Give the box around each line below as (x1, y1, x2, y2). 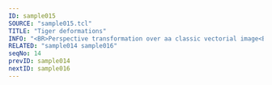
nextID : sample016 (8, 65, 70, 73)
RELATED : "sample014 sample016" (8, 42, 117, 50)
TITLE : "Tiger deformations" (8, 27, 107, 35)
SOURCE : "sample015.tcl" (8, 19, 92, 28)
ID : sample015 (8, 11, 57, 20)
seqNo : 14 (8, 49, 42, 57)
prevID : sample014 (8, 57, 70, 66)
